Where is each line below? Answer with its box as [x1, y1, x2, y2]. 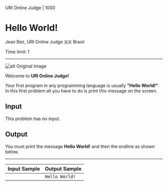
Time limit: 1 [5, 48, 30, 54]
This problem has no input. [5, 115, 60, 121]
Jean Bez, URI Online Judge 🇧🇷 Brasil [5, 38, 85, 44]
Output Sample [44, 165, 81, 172]
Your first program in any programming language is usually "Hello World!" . [5, 82, 160, 88]
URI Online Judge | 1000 [5, 5, 55, 10]
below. [5, 148, 19, 154]
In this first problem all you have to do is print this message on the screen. [5, 87, 157, 93]
